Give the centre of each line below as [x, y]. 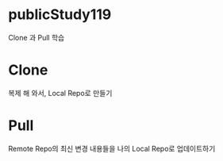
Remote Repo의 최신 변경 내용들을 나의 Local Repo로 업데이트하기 [112, 148]
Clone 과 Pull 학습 [37, 37]
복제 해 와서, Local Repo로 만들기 [60, 93]
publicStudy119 [60, 15]
